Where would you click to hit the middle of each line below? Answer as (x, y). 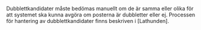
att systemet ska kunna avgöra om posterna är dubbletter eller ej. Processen (101, 15)
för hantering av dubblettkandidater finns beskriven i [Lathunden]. (88, 21)
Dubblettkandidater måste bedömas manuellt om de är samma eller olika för (100, 9)
